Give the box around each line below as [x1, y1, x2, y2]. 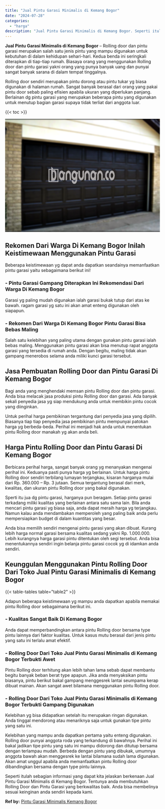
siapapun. [5, 307, 26, 313]
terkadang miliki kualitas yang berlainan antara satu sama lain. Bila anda [5, 500, 151, 506]
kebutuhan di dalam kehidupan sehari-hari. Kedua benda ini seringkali [5, 53, 146, 59]
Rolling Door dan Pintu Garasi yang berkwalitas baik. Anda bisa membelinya [5, 784, 158, 790]
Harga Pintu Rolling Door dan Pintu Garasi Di [5, 443, 142, 452]
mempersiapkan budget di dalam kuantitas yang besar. [5, 515, 116, 521]
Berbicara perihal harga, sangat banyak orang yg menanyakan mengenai [5, 464, 152, 470]
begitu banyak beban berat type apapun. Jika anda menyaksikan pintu [5, 673, 148, 678]
